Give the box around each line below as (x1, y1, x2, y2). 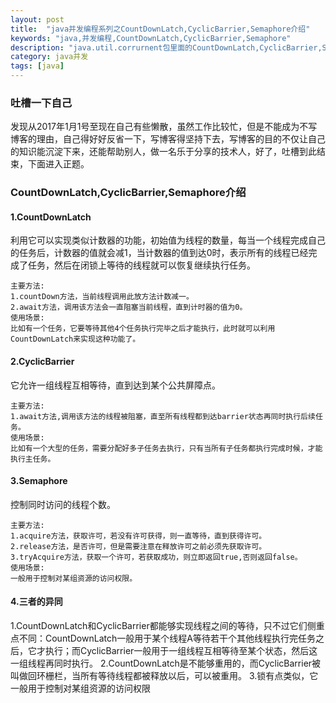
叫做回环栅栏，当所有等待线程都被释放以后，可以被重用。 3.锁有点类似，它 (10, 670, 319, 682)
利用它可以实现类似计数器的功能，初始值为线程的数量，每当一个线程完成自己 (10, 234, 326, 246)
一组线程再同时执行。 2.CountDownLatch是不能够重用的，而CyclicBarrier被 (10, 657, 322, 670)
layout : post (10, 14, 65, 25)
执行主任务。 (10, 454, 56, 464)
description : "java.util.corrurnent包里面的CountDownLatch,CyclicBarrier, (10, 42, 323, 53)
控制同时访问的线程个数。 (10, 498, 116, 510)
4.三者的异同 (10, 596, 63, 608)
